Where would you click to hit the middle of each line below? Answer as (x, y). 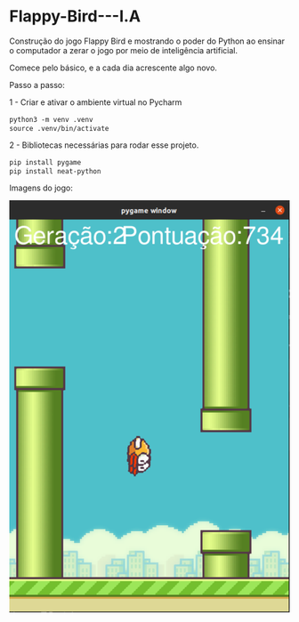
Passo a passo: (37, 85)
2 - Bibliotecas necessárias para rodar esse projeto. (104, 145)
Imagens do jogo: (41, 188)
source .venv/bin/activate (59, 128)
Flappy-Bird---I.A (75, 16)
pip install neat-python (55, 171)
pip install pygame (45, 162)
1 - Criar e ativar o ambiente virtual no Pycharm (96, 102)
